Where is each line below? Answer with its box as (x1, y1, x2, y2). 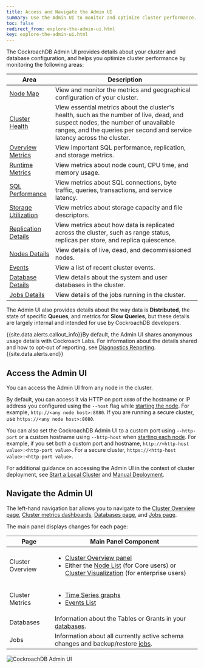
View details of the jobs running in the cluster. (55, 291, 186, 299)
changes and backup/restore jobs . (54, 639, 153, 647)
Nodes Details (9, 250, 50, 258)
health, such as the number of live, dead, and (55, 111, 184, 119)
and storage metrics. (55, 151, 114, 160)
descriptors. (55, 211, 90, 219)
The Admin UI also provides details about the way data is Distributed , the (6, 306, 190, 313)
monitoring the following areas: (6, 61, 84, 69)
